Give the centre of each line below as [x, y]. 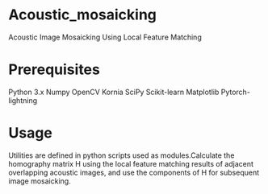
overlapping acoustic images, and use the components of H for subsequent [134, 172]
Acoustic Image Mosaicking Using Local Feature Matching [105, 37]
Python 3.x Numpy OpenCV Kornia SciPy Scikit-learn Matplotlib [114, 92]
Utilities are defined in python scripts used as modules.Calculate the [121, 155]
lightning [23, 100]
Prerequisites [54, 70]
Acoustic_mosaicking [83, 15]
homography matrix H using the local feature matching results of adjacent [131, 163]
